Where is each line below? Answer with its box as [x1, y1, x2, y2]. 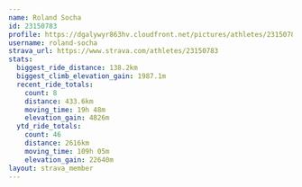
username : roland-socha [8, 38, 98, 48]
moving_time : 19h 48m [24, 105, 105, 114]
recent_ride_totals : [16, 80, 94, 89]
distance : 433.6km [24, 96, 94, 106]
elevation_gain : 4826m [24, 113, 110, 122]
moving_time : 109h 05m [24, 147, 110, 156]
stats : [8, 55, 33, 64]
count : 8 [24, 88, 58, 97]
